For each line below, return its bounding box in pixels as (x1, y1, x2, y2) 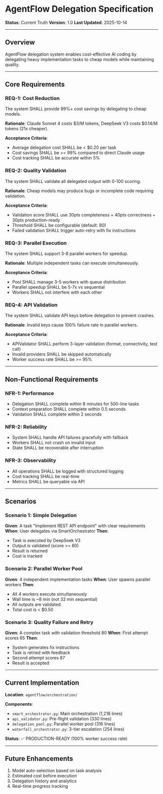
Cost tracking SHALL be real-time (12, 473, 80, 479)
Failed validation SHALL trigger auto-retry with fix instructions (12, 227, 136, 233)
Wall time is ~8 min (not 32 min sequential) (12, 596, 98, 602)
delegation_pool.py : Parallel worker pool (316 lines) (12, 721, 115, 727)
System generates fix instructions (12, 644, 80, 650)
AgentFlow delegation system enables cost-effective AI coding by (5, 51, 137, 57)
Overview (5, 38, 35, 47)
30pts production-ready (12, 217, 61, 223)
